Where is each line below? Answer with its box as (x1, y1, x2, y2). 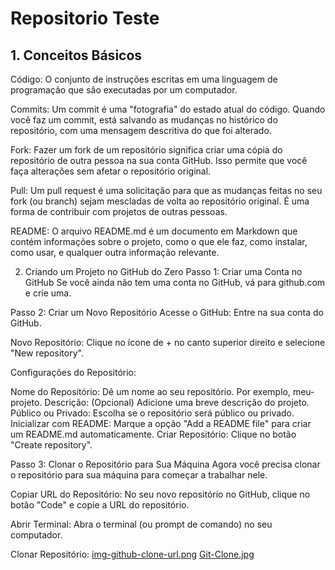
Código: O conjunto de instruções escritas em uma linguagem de (10, 73, 278, 85)
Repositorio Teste (10, 7, 160, 30)
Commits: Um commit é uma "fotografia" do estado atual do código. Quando (10, 103, 326, 115)
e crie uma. (24, 287, 72, 299)
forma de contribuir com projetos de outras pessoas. (10, 206, 228, 217)
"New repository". (10, 347, 84, 359)
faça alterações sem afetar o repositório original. (10, 165, 212, 177)
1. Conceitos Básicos (10, 47, 143, 64)
